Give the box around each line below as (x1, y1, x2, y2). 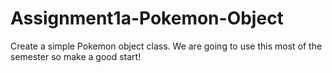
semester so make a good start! (10, 50, 142, 62)
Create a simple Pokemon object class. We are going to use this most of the (10, 40, 323, 52)
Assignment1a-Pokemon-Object (10, 7, 284, 30)
